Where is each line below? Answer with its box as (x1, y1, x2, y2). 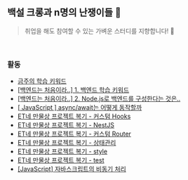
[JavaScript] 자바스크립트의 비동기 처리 (17, 165, 126, 174)
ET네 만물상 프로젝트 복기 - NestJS (17, 121, 114, 129)
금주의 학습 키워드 (17, 77, 67, 86)
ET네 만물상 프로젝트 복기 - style (17, 147, 107, 156)
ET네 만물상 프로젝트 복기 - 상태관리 (17, 139, 116, 147)
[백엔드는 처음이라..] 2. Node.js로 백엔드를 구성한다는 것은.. (17, 94, 181, 103)
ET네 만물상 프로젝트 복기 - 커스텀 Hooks (17, 112, 131, 121)
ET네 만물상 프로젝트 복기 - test (17, 156, 105, 165)
